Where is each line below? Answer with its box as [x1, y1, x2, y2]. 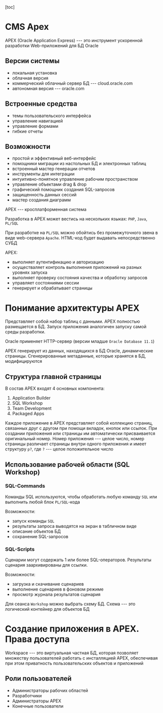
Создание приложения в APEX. [5, 623, 140, 635]
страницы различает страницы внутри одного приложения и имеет [5, 441, 147, 447]
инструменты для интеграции [12, 171, 75, 177]
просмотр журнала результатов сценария [12, 592, 101, 597]
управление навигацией [12, 118, 63, 124]
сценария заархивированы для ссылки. [5, 562, 88, 568]
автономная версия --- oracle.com [12, 85, 85, 91]
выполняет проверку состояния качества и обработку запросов [12, 275, 148, 281]
